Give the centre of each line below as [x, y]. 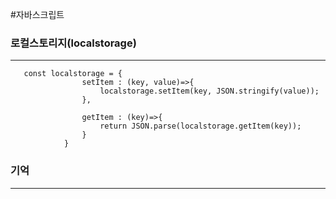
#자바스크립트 [37, 14]
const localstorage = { [73, 74]
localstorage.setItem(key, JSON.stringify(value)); [209, 91]
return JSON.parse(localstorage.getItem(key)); [200, 126]
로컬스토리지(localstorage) [73, 43]
